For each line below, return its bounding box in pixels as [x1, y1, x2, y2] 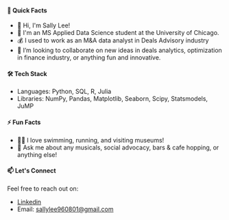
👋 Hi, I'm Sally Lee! [16, 21, 71, 29]
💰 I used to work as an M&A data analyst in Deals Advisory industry [16, 36, 209, 45]
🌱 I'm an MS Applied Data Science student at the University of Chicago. [16, 29, 219, 37]
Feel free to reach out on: [7, 184, 79, 193]
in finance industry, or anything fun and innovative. [16, 53, 161, 62]
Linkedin [16, 197, 42, 206]
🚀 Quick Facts [7, 6, 47, 14]
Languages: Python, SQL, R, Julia [16, 87, 112, 96]
